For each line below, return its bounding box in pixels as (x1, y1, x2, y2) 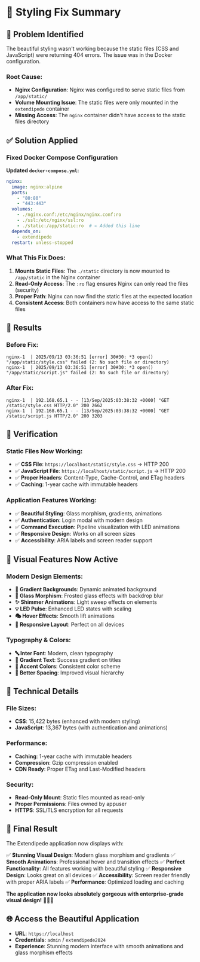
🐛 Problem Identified (6, 29, 84, 39)
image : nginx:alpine (11, 184, 63, 190)
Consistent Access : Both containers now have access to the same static (14, 299, 195, 306)
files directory (14, 118, 50, 125)
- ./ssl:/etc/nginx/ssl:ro (17, 218, 84, 224)
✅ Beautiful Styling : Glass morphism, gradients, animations (14, 509, 162, 517)
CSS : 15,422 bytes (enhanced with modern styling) (14, 717, 140, 725)
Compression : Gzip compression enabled (14, 759, 118, 766)
